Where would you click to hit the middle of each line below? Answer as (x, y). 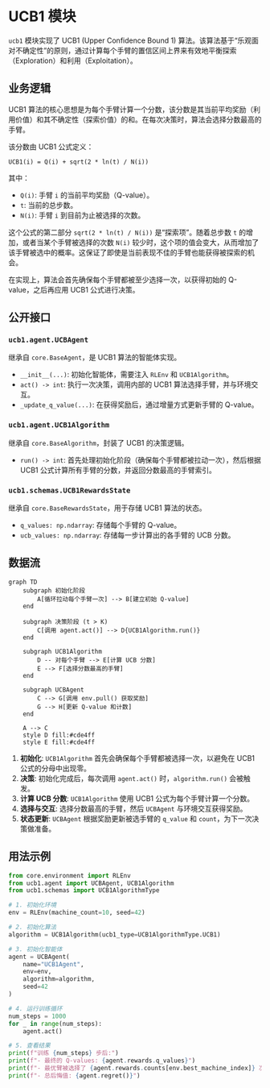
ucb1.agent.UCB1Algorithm (59, 425)
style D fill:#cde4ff (59, 735)
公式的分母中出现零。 (55, 768)
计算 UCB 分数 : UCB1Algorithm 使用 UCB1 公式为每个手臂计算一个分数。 (137, 798)
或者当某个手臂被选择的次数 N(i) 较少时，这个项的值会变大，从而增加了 (141, 242)
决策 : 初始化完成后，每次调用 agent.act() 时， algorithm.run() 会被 (131, 778)
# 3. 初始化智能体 (35, 949)
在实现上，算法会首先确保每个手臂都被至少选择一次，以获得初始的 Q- (123, 280)
